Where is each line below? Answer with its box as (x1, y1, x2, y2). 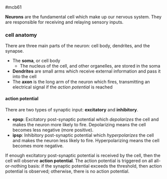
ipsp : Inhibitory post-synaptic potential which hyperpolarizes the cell (12, 132, 154, 138)
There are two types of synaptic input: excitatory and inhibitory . (5, 106, 139, 112)
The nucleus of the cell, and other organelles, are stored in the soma (19, 63, 161, 69)
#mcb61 (5, 4, 22, 10)
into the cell (12, 74, 37, 80)
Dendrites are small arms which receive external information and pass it (12, 68, 161, 74)
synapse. (5, 48, 24, 54)
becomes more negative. (12, 143, 64, 149)
